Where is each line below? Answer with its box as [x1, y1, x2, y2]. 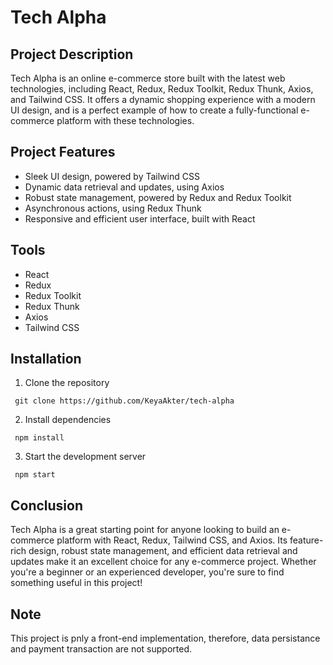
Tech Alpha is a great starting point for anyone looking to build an [10, 524, 280, 536]
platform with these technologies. [56, 115, 195, 126]
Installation [10, 351, 82, 368]
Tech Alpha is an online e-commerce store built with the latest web [10, 72, 286, 84]
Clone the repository [24, 377, 110, 389]
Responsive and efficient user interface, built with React [24, 212, 256, 225]
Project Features [10, 144, 116, 161]
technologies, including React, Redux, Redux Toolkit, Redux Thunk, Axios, [10, 83, 314, 95]
